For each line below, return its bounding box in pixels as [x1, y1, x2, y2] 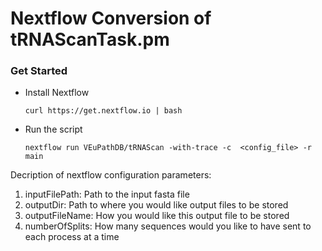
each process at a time [24, 231, 120, 243]
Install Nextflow [24, 87, 90, 99]
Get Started [10, 64, 68, 78]
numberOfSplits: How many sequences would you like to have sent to [24, 220, 312, 232]
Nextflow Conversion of [10, 7, 212, 30]
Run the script [24, 123, 83, 136]
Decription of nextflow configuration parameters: [10, 169, 212, 181]
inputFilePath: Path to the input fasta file [24, 188, 190, 201]
